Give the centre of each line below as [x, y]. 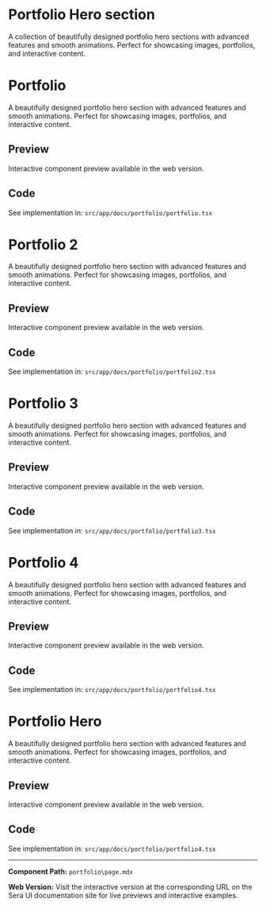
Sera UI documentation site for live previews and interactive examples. [123, 895]
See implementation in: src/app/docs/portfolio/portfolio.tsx [110, 213]
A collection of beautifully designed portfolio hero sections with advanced [129, 37]
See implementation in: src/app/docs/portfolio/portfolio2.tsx [112, 371]
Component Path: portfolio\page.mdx [70, 871]
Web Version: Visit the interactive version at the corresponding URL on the [130, 887]
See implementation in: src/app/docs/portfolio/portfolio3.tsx [112, 530]
